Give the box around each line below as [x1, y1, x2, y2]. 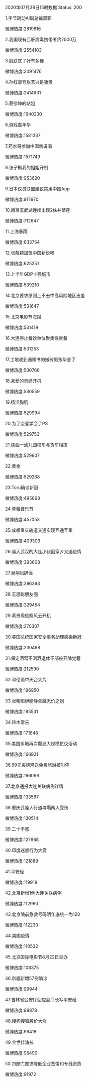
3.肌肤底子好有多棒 [5, 58, 44, 64]
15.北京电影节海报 [5, 314, 41, 320]
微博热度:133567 [5, 794, 39, 800]
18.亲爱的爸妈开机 [5, 378, 42, 384]
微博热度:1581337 [5, 133, 41, 138]
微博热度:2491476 [5, 68, 42, 74]
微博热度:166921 [5, 751, 39, 757]
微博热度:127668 [5, 836, 39, 843]
